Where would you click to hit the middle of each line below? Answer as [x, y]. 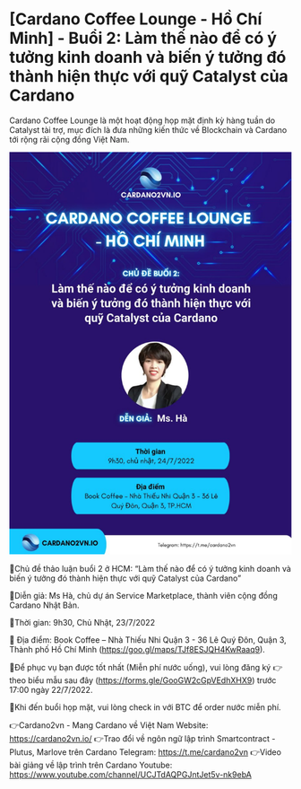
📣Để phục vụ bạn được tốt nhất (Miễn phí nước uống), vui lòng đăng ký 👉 [146, 667]
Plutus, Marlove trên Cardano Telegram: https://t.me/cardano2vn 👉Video [146, 752]
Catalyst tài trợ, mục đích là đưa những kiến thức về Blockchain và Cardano [148, 129]
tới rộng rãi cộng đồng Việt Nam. [69, 139]
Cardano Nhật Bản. [44, 605]
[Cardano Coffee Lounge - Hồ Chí [136, 19]
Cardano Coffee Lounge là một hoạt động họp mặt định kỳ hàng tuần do [142, 120]
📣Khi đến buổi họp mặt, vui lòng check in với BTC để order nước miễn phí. [145, 707]
